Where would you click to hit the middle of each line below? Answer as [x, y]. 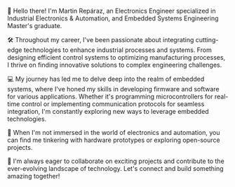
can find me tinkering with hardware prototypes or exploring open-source [114, 140]
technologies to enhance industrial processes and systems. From [117, 50]
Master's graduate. [35, 26]
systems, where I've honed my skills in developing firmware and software [113, 89]
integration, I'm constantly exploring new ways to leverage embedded [108, 111]
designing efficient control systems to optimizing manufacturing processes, [116, 57]
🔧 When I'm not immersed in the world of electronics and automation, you [114, 133]
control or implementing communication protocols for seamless [113, 104]
